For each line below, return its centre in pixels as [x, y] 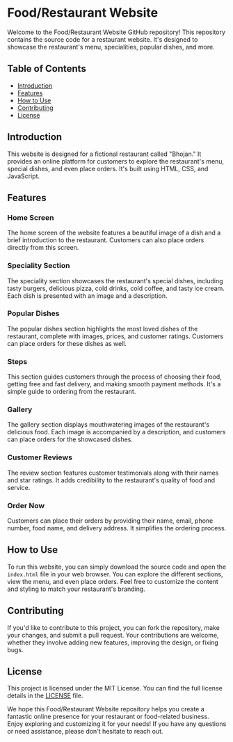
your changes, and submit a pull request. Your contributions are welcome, [113, 635]
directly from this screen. [43, 248]
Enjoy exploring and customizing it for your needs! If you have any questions [117, 724]
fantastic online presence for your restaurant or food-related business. [109, 717]
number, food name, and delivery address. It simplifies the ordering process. [117, 528]
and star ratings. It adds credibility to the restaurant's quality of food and [111, 480]
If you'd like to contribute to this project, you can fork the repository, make [114, 627]
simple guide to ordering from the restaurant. [72, 392]
